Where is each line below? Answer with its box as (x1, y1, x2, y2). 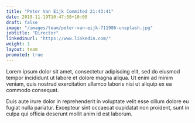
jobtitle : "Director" (6, 30, 59, 36)
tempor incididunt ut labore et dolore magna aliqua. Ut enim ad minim (6, 74, 173, 81)
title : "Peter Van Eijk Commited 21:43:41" (6, 8, 114, 15)
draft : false (6, 19, 38, 25)
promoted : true (6, 52, 43, 58)
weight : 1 (6, 41, 30, 47)
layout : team (6, 47, 38, 52)
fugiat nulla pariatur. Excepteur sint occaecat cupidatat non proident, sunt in (6, 104, 190, 111)
